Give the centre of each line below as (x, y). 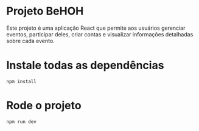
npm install (21, 81)
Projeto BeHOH (45, 11)
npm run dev (21, 122)
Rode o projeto (44, 106)
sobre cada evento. (30, 41)
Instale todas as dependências (85, 65)
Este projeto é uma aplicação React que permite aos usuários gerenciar (96, 28)
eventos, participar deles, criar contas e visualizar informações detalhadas (100, 34)
